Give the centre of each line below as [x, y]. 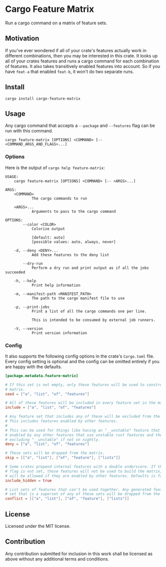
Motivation [22, 38]
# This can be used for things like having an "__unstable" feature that [83, 430]
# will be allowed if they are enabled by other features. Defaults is [80, 476]
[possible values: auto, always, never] [74, 242]
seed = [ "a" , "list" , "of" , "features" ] [47, 394]
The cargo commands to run [59, 198]
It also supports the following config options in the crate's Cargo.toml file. [80, 356]
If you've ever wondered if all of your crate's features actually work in [76, 50]
